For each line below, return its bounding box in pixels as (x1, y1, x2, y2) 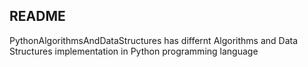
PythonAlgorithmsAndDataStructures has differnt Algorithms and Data (9, 34, 299, 46)
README (9, 8, 66, 25)
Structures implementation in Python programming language (9, 45, 259, 57)
